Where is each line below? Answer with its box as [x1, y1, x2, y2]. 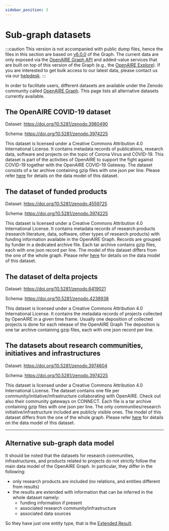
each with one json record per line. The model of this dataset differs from [5, 247, 157, 253]
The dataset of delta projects [5, 272, 98, 281]
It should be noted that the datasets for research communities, [5, 452, 135, 458]
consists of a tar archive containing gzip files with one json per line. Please [5, 167, 160, 173]
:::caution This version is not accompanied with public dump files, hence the [5, 46, 163, 52]
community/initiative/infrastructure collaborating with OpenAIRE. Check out [5, 393, 161, 399]
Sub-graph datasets [5, 29, 91, 40]
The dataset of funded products [5, 187, 107, 196]
